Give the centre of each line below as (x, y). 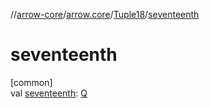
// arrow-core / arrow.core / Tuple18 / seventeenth (105, 14)
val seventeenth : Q (49, 93)
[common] (31, 82)
